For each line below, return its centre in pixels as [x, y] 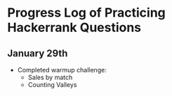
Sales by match [50, 77]
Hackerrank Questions [74, 27]
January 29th [38, 53]
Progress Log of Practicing [87, 13]
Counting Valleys [52, 85]
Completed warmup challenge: [62, 70]
